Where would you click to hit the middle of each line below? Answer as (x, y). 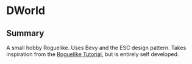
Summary (25, 33)
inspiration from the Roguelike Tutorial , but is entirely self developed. (93, 54)
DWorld (26, 11)
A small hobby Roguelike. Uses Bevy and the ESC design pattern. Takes (96, 48)
